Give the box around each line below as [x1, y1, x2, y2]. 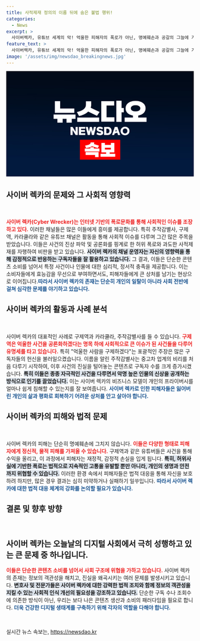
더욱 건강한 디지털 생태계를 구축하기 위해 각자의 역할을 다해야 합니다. [14, 604, 171, 611]
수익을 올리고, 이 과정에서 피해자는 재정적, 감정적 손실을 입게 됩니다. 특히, [6, 455, 176, 462]
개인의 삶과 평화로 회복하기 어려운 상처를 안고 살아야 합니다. [12, 392, 149, 399]
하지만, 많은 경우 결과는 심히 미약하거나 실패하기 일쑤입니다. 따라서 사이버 [17, 477, 187, 484]
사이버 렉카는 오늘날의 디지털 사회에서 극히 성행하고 [6, 539, 183, 549]
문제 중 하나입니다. [24, 550, 89, 560]
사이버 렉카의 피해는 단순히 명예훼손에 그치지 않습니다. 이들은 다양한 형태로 [6, 440, 179, 447]
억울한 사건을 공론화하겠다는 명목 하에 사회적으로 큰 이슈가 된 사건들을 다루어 [17, 340, 193, 347]
